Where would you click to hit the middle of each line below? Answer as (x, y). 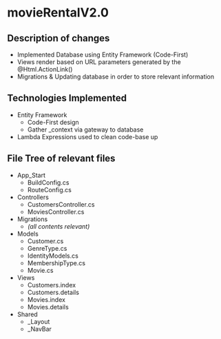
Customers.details (53, 292)
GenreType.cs (47, 248)
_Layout (39, 321)
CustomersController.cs (61, 204)
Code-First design (53, 122)
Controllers (33, 197)
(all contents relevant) (59, 226)
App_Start (31, 175)
